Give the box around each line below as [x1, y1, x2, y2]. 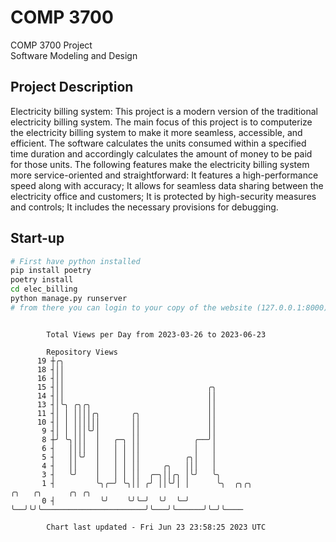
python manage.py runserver [10, 294, 128, 304]
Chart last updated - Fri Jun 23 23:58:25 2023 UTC [46, 522, 267, 532]
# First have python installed [10, 256, 141, 266]
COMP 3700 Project [10, 39, 93, 51]
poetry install [10, 275, 74, 285]
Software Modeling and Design [10, 49, 138, 61]
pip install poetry [10, 266, 92, 276]
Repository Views [46, 347, 118, 357]
